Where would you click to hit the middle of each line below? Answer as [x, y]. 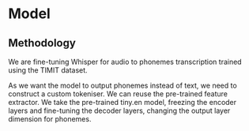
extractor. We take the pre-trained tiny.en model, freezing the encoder [123, 102]
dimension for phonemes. [50, 119]
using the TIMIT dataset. [48, 70]
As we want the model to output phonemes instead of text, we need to [123, 85]
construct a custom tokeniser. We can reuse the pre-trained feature [118, 94]
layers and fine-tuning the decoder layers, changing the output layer [119, 110]
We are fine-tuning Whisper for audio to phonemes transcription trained [125, 62]
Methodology [42, 43]
